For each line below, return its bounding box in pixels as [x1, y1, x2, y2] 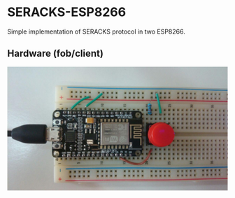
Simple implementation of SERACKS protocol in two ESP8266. [7, 27, 185, 36]
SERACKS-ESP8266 [7, 4, 127, 20]
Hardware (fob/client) [7, 48, 104, 59]
